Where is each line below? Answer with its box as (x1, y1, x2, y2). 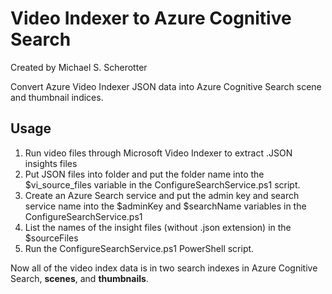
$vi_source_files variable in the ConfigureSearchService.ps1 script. (24, 178, 301, 191)
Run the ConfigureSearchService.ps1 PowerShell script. (24, 242, 255, 254)
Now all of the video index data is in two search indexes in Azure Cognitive (10, 262, 318, 274)
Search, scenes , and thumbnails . (10, 272, 149, 284)
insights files (24, 157, 78, 169)
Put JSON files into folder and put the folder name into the (24, 168, 265, 180)
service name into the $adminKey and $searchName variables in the (24, 200, 307, 212)
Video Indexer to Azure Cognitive (10, 7, 292, 30)
